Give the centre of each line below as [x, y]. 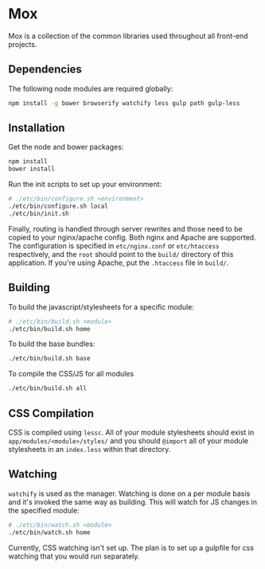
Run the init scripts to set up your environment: [85, 185]
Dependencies [45, 70]
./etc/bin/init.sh [39, 213]
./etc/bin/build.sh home [49, 329]
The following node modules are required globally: [91, 88]
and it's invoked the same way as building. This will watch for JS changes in [132, 501]
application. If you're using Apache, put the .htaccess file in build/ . [119, 263]
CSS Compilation [51, 413]
